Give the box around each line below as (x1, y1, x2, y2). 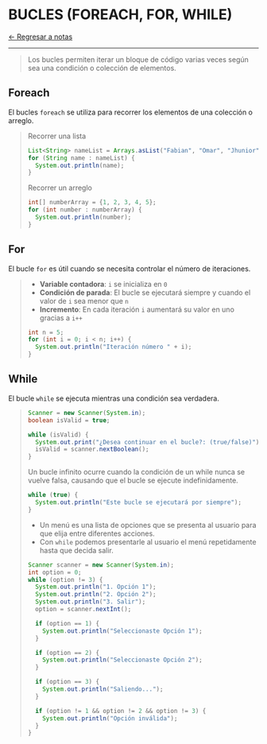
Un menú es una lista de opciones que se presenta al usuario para (39, 520, 257, 529)
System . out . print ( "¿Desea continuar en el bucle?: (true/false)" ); (35, 438, 264, 446)
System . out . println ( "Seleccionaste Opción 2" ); (42, 656, 203, 665)
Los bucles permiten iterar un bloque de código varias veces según (27, 54, 249, 64)
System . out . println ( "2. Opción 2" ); (35, 591, 157, 599)
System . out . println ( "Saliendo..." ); (42, 685, 164, 693)
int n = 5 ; (27, 328, 64, 336)
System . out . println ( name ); (35, 161, 125, 169)
